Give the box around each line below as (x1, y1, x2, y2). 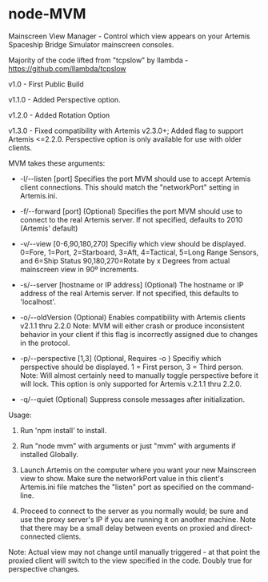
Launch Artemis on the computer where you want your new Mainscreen (19, 465, 257, 475)
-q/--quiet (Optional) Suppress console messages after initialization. (19, 394, 246, 404)
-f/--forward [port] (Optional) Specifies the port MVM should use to (19, 206, 242, 216)
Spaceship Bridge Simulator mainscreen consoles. (8, 39, 174, 49)
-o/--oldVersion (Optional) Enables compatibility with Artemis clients (19, 312, 246, 322)
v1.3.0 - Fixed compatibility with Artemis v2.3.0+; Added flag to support (8, 126, 244, 135)
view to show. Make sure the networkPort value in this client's (19, 473, 224, 483)
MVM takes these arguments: (8, 158, 106, 168)
